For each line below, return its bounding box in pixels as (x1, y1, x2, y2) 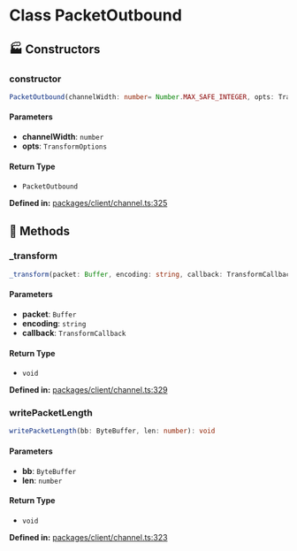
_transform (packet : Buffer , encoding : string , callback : (9, 270, 224, 279)
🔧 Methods (9, 223, 71, 239)
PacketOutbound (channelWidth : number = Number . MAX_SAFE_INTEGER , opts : (9, 92, 275, 102)
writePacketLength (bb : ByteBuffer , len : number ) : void (9, 426, 216, 436)
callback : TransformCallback (21, 327, 126, 338)
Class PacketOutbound (9, 5, 183, 26)
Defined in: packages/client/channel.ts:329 (9, 385, 168, 395)
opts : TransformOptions (21, 141, 108, 151)
